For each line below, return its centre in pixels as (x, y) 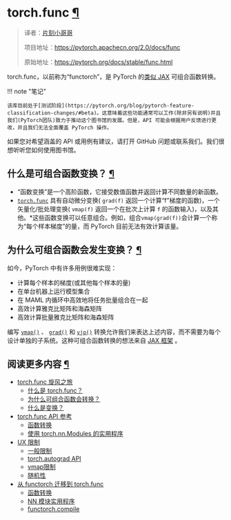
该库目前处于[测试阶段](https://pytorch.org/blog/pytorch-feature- (101, 106)
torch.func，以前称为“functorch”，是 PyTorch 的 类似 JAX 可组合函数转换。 (113, 77)
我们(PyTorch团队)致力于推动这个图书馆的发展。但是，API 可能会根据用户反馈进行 (109, 120)
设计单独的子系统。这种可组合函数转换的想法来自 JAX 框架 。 (94, 340)
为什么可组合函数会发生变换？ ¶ (74, 250)
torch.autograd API (54, 459)
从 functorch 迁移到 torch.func (60, 484)
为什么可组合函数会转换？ (64, 399)
